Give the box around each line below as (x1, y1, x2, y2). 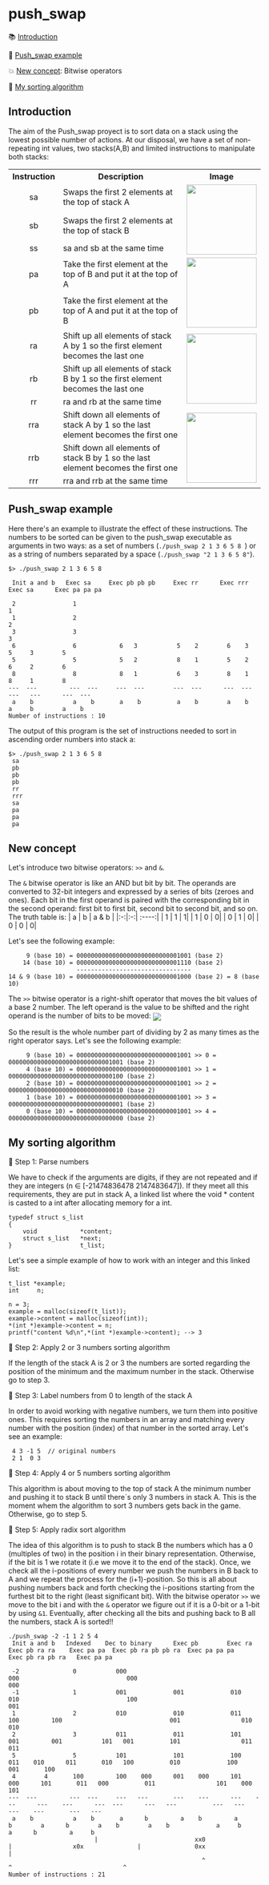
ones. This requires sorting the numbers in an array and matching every (8, 1415, 245, 1425)
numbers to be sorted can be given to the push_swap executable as (8, 532, 232, 541)
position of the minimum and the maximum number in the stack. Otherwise (8, 1367, 255, 1377)
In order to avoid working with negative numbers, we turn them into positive (8, 1406, 258, 1416)
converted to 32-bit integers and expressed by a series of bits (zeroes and (8, 886, 255, 897)
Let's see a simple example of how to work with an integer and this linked (8, 1256, 251, 1265)
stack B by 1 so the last (62, 452, 151, 463)
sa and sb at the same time (62, 242, 164, 253)
